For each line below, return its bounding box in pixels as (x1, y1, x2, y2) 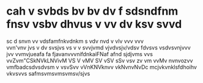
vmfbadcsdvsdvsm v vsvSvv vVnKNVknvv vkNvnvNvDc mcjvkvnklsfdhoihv (6, 63, 197, 71)
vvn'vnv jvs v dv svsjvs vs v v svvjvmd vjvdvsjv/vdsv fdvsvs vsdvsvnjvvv (6, 44, 191, 51)
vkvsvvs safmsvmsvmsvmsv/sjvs (6, 70, 90, 77)
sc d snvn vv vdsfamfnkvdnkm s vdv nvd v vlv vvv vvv (6, 37, 144, 45)
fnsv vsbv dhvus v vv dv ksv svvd (6, 17, 182, 31)
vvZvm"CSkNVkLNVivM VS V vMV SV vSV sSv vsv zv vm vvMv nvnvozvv (6, 57, 193, 64)
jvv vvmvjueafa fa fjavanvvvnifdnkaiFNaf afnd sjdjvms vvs (6, 50, 153, 57)
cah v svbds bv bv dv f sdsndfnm (6, 4, 179, 18)
